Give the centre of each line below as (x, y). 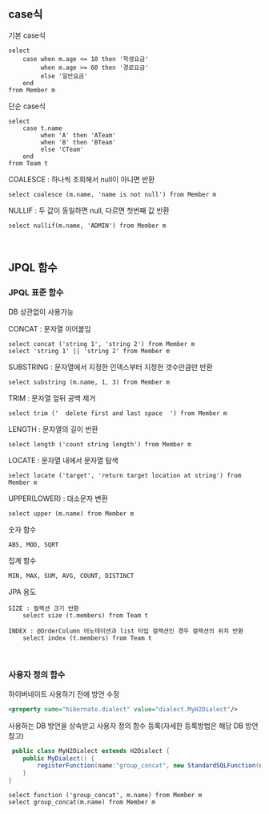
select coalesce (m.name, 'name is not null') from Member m (112, 194)
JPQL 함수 (33, 268)
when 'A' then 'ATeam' (78, 135)
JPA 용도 (22, 592)
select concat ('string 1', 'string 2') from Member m (102, 344)
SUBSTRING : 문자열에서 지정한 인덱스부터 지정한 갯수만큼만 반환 (111, 367)
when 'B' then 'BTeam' (78, 142)
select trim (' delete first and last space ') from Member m (118, 413)
